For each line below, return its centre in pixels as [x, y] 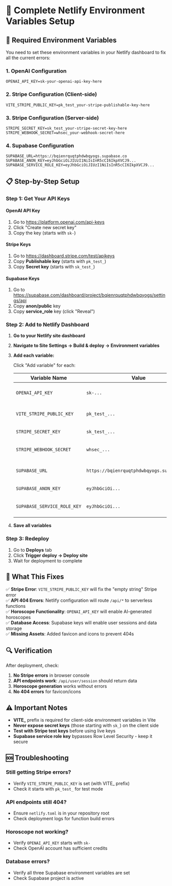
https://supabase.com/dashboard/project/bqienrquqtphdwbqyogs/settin [89, 295]
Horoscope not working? [37, 832]
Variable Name [49, 378]
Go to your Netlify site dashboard [49, 336]
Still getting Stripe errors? [39, 772]
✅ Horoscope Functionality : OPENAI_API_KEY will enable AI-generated [79, 611]
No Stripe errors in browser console [51, 675]
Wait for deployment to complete [48, 560]
